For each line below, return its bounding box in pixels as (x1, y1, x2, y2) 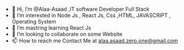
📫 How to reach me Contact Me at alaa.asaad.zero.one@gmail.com (11, 37, 178, 44)
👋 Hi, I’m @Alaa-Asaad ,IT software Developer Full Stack (11, 6, 150, 12)
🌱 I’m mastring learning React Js (11, 24, 91, 31)
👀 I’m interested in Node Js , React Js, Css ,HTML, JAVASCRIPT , (11, 12, 171, 19)
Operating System (11, 18, 56, 25)
